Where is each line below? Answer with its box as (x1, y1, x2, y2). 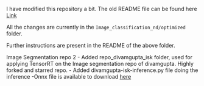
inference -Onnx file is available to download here (6, 73, 132, 80)
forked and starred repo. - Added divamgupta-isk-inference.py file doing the (6, 66, 199, 74)
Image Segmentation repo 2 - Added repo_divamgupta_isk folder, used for (6, 54, 193, 60)
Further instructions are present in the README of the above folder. (6, 42, 175, 49)
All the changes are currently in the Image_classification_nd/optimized (6, 24, 186, 30)
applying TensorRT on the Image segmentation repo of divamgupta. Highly (6, 60, 194, 67)
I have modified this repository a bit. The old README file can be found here (6, 5, 197, 12)
